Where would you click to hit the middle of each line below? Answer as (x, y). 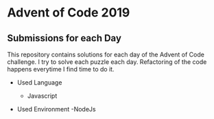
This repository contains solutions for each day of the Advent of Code (106, 54)
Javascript (42, 96)
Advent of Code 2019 (69, 13)
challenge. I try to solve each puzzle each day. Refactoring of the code (107, 62)
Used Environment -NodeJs (56, 109)
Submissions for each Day (64, 38)
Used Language (39, 83)
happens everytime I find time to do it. (61, 69)
